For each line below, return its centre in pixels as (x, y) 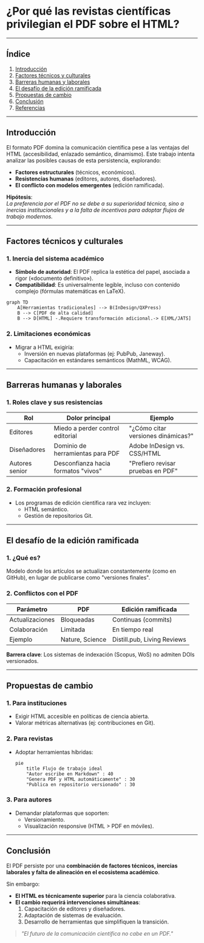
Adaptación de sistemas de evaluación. (73, 915)
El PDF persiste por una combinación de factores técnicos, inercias (92, 866)
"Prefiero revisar (152, 464)
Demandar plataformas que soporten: (62, 813)
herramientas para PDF (87, 454)
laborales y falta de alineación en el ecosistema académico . (83, 872)
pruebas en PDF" (153, 471)
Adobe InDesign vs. (157, 446)
